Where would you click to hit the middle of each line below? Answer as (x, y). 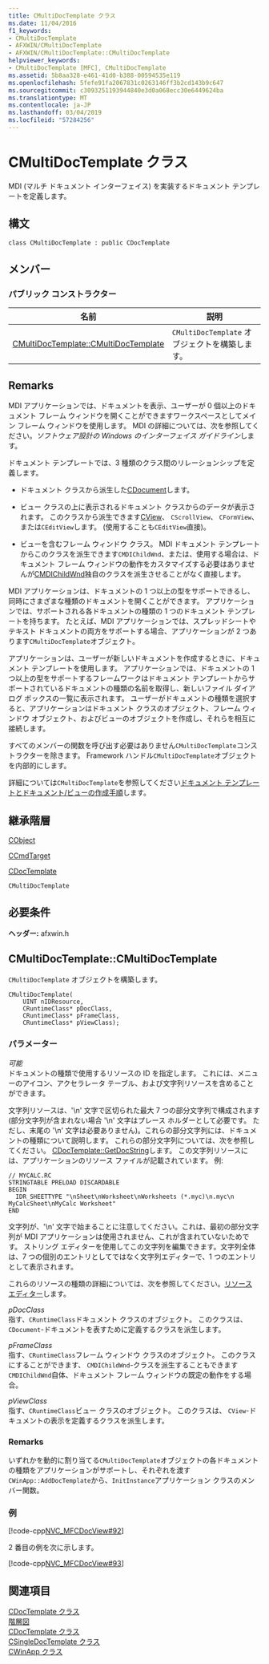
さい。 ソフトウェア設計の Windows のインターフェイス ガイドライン (128, 436)
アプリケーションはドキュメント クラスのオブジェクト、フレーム (135, 709)
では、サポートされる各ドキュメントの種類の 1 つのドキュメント (120, 611)
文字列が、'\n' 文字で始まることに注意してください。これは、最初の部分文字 (134, 1226)
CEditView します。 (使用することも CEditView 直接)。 (126, 527)
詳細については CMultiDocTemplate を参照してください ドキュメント (116, 783)
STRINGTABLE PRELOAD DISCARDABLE (64, 1182)
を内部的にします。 (40, 766)
